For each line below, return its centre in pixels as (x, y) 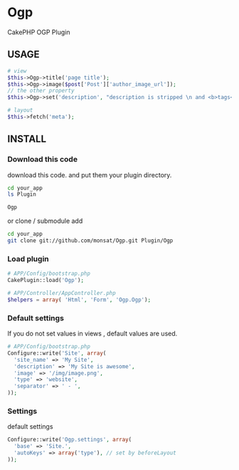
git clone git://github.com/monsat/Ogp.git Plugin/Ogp (90, 241)
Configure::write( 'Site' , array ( (57, 353)
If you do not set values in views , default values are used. (92, 334)
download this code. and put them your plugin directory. (90, 174)
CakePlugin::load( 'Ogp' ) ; (46, 281)
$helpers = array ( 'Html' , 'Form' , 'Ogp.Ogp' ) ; (79, 300)
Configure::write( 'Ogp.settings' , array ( (70, 440)
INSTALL (27, 139)
